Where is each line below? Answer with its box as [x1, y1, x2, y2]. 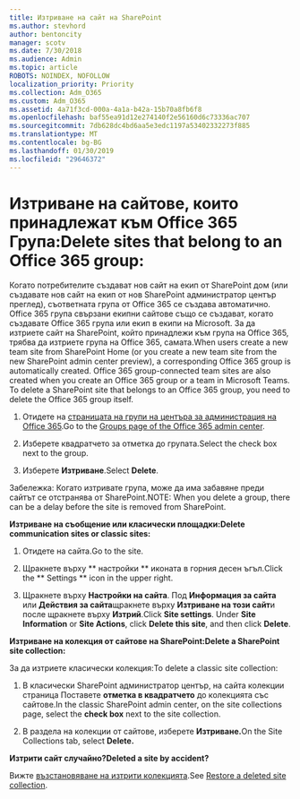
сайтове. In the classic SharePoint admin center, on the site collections [21, 700, 282, 710]
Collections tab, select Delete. [21, 735, 134, 746]
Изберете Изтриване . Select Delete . [21, 465, 159, 476]
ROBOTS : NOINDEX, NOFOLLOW [9, 72, 110, 81]
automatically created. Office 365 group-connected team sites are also [9, 365, 271, 376]
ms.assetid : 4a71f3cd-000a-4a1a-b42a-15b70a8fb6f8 [9, 105, 202, 114]
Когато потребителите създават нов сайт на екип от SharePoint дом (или [9, 279, 288, 291]
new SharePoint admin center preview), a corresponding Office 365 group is [9, 356, 291, 367]
